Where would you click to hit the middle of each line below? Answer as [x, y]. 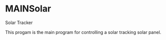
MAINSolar [28, 9]
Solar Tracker [19, 22]
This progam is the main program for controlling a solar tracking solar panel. [83, 32]
